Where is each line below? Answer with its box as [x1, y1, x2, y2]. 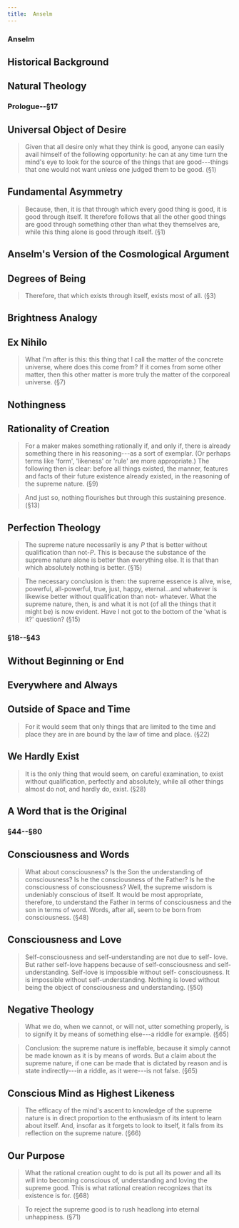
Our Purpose [7, 1150, 66, 1162]
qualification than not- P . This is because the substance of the [24, 548, 206, 557]
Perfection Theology [7, 521, 101, 533]
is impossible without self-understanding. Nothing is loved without [24, 975, 220, 984]
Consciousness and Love [7, 933, 122, 946]
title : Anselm [7, 10, 53, 18]
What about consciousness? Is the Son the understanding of [24, 867, 203, 876]
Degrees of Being [7, 272, 86, 285]
